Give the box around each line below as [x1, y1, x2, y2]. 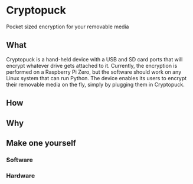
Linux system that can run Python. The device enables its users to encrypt [6, 74, 187, 81]
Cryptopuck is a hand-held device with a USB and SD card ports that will [6, 55, 183, 63]
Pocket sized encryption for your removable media [6, 23, 129, 30]
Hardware [6, 172, 35, 180]
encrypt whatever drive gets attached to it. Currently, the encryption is [6, 62, 178, 69]
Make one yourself [6, 138, 77, 148]
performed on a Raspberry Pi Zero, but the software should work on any [6, 68, 182, 75]
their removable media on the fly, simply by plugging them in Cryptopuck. [6, 81, 185, 88]
